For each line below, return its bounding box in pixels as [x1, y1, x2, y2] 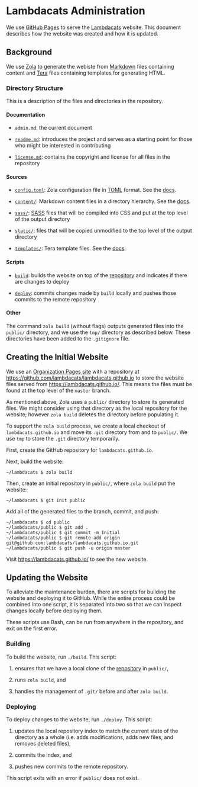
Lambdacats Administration [6, 4, 146, 18]
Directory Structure [6, 84, 63, 92]
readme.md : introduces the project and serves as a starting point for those [14, 136, 193, 143]
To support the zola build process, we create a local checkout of [6, 422, 166, 429]
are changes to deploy [14, 278, 70, 285]
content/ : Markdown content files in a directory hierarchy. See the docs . [14, 198, 191, 205]
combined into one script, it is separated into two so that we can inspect [6, 601, 182, 608]
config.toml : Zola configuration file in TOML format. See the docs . [14, 187, 177, 194]
